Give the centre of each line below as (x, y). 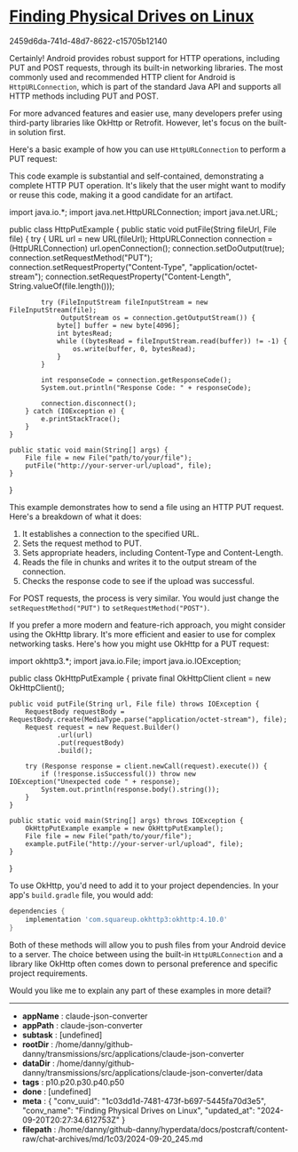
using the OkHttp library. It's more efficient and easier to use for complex (143, 634)
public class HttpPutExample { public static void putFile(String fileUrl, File (143, 229)
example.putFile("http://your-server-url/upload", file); (134, 844)
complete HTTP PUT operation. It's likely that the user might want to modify (148, 185)
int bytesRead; (85, 333)
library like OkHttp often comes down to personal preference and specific (144, 964)
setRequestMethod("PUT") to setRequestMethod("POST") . (110, 607)
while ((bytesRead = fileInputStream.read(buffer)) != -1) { (172, 341)
